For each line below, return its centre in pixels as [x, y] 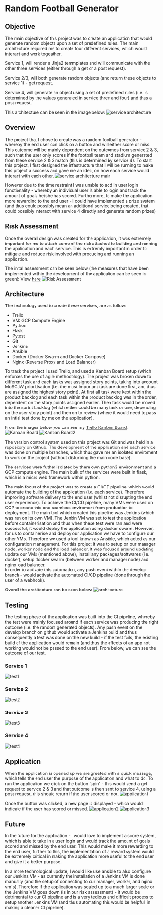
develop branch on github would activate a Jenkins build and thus [71, 632]
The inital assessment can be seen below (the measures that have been [77, 268]
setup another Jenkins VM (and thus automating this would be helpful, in [78, 902]
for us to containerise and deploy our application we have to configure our [80, 534]
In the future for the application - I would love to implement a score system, [81, 836]
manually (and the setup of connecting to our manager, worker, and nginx [79, 882]
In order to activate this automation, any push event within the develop [75, 570]
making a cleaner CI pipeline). [35, 908]
